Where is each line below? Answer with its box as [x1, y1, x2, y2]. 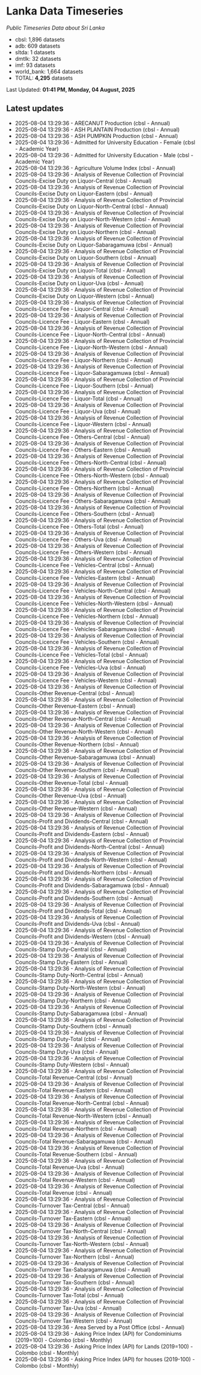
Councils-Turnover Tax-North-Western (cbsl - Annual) [14, 1240, 149, 1247]
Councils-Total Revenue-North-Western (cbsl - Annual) [14, 1112, 152, 1119]
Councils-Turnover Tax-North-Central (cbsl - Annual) [14, 1227, 147, 1235]
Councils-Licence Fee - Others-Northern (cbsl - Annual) [14, 484, 155, 492]
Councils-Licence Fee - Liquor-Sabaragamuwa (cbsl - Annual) [14, 369, 170, 376]
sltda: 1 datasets [14, 48, 55, 55]
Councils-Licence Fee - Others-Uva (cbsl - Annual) [14, 535, 143, 543]
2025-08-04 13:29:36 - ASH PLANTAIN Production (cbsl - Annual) [14, 125, 180, 133]
